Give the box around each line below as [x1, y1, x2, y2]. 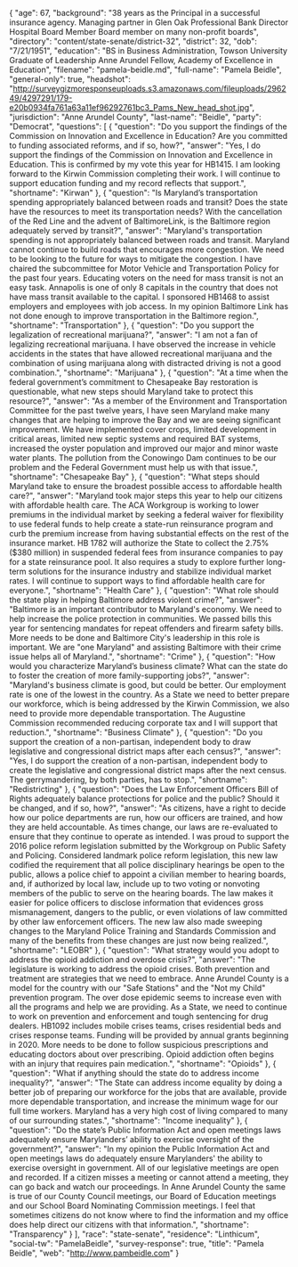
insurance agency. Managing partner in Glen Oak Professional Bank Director [9, 17, 289, 28]
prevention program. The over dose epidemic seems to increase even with [9, 993, 282, 1002]
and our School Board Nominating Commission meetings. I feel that [9, 1200, 256, 1211]
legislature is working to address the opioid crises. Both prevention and [9, 964, 270, 974]
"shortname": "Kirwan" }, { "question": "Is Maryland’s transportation [9, 187, 258, 198]
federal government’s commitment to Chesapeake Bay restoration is [9, 377, 259, 387]
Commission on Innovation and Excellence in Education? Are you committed [9, 131, 288, 141]
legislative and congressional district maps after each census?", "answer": [9, 746, 282, 756]
